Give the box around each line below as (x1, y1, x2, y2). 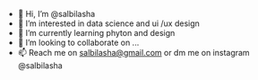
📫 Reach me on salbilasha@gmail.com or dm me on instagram (17, 48, 250, 58)
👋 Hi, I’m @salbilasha (17, 9, 96, 19)
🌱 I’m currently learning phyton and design (17, 28, 176, 38)
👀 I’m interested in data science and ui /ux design (17, 18, 200, 29)
